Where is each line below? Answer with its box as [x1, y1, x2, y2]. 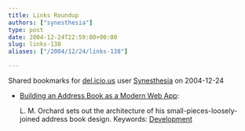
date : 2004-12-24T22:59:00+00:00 [8, 33, 118, 41]
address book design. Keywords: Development [41, 115, 192, 123]
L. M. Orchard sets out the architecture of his [19, 106, 165, 115]
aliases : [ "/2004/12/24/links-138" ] [8, 48, 128, 55]
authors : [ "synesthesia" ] [8, 19, 93, 27]
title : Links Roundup [8, 11, 79, 19]
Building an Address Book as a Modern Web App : [19, 91, 180, 100]
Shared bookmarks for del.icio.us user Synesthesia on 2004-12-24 [8, 76, 225, 85]
